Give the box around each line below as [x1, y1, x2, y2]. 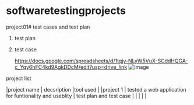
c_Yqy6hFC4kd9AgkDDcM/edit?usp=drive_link [14, 63, 128, 71]
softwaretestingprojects [6, 4, 126, 17]
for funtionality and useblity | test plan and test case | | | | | [6, 92, 147, 99]
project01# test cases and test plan [6, 23, 90, 30]
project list [6, 75, 31, 82]
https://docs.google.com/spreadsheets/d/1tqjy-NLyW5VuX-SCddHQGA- [14, 57, 188, 64]
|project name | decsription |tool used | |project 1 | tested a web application [6, 86, 186, 93]
